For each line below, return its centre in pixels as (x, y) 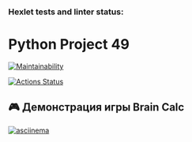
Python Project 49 (69, 45)
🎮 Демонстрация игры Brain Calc (96, 108)
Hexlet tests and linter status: (66, 12)
